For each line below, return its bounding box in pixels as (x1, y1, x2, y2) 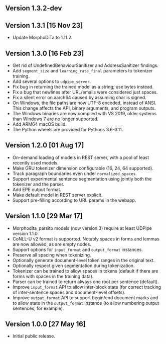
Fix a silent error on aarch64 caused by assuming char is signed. (12, 95, 146, 101)
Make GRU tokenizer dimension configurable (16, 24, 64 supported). (12, 165, 154, 171)
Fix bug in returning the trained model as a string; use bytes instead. (12, 84, 154, 90)
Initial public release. (12, 333, 55, 339)
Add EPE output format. (12, 186, 62, 193)
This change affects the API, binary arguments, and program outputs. (12, 105, 156, 111)
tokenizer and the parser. (12, 181, 65, 187)
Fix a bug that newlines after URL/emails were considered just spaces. (12, 89, 158, 95)
